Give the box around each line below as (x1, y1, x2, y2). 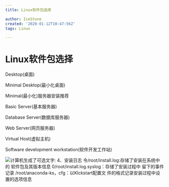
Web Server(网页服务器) (5, 125, 55, 131)
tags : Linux (5, 26, 30, 31)
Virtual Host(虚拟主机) (5, 136, 51, 142)
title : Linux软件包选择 (5, 7, 51, 13)
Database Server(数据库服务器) (5, 114, 70, 120)
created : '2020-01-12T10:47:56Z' (5, 21, 76, 26)
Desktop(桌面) (5, 71, 35, 77)
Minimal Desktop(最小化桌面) (5, 82, 66, 88)
